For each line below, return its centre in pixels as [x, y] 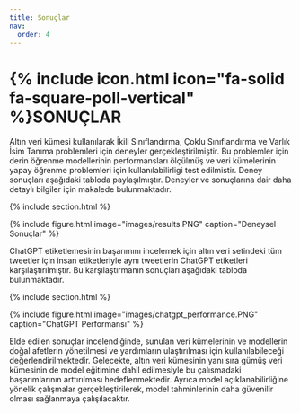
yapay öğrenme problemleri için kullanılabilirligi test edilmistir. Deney [136, 171]
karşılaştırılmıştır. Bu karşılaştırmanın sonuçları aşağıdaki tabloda [128, 270]
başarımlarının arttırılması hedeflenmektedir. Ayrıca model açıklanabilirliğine [149, 380]
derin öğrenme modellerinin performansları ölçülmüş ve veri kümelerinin [143, 161]
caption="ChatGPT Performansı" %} [76, 324]
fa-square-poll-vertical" [102, 97]
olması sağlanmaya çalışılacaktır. [70, 399]
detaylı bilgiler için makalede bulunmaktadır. [91, 189]
